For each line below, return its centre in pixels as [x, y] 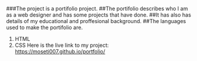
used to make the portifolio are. [45, 27]
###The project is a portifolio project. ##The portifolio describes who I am [97, 9]
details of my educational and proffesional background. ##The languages [96, 21]
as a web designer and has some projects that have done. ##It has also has [99, 15]
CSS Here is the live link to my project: [62, 45]
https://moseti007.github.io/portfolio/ [60, 52]
